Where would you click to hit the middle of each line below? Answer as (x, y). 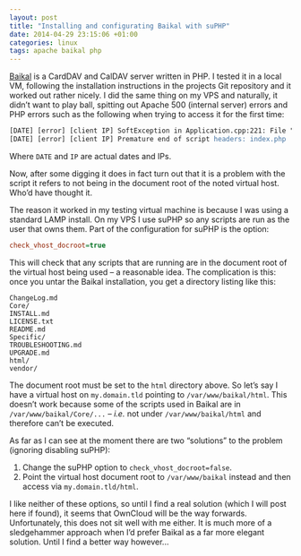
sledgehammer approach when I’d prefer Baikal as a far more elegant (137, 532)
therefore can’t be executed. (62, 423)
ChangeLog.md (34, 298)
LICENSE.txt (31, 321)
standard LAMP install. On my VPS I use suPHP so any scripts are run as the (150, 219)
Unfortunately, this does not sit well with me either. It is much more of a (141, 522)
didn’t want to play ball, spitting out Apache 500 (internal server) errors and (149, 105)
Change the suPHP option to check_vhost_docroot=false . (127, 467)
